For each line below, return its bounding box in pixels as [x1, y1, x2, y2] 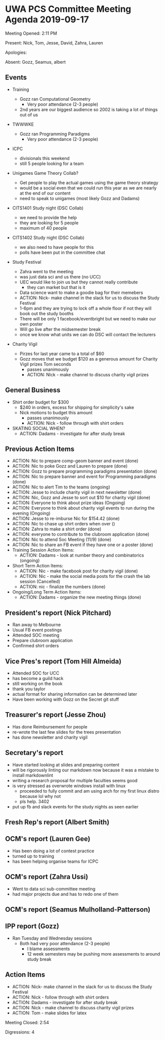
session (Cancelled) [19, 579, 61, 585]
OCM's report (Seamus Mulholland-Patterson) [5, 905, 151, 914]
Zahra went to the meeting [19, 268, 74, 275]
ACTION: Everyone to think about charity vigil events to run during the [12, 505, 155, 511]
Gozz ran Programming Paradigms [19, 131, 90, 137]
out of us [19, 112, 38, 118]
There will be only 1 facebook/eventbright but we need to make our [19, 316, 157, 321]
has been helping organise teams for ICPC [12, 858, 99, 864]
